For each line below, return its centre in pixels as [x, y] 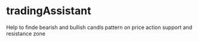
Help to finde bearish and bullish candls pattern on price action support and [99, 27]
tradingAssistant [49, 11]
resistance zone [26, 33]
